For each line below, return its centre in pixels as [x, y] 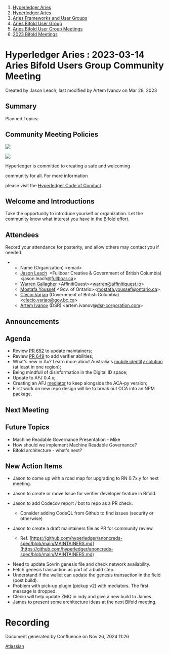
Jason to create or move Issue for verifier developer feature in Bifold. [85, 494]
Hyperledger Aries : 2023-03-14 [75, 55]
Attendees [22, 235]
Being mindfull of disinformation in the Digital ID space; [70, 372]
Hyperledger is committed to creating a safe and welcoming [68, 166]
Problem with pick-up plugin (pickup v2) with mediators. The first [80, 586]
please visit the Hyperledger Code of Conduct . [54, 185]
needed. [14, 253]
